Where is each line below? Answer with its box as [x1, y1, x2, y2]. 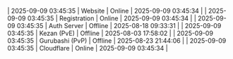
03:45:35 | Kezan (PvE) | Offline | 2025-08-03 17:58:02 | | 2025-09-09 [7, 29, 214, 37]
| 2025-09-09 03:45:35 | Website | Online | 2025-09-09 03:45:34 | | [7, 7, 207, 15]
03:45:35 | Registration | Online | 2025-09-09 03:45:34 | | [27, 14, 196, 22]
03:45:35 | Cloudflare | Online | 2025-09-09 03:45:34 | [7, 44, 168, 52]
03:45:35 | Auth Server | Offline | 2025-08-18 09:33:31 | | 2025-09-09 [16, 22, 222, 29]
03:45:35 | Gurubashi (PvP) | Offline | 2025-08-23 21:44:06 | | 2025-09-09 [7, 37, 227, 45]
